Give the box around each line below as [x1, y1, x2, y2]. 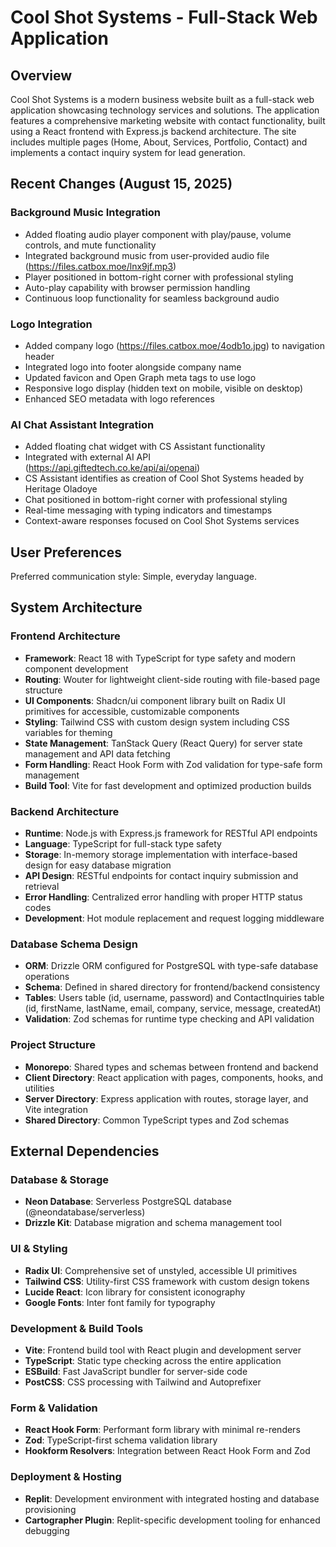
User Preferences [10, 544, 122, 561]
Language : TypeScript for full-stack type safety [24, 838, 222, 850]
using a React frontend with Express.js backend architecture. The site [10, 126, 297, 137]
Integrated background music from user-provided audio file [24, 249, 270, 261]
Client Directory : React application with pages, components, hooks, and [24, 1071, 324, 1083]
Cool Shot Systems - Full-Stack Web [10, 6, 318, 29]
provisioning [24, 1503, 77, 1515]
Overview [10, 67, 73, 84]
